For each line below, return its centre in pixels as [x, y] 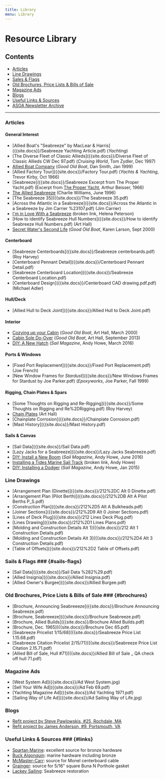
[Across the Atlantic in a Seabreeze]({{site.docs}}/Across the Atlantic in [84, 203]
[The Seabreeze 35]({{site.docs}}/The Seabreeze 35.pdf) [70, 198]
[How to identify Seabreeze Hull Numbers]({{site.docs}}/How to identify [85, 219]
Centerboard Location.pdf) [39, 278]
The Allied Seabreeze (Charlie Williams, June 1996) [64, 192]
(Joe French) [25, 371]
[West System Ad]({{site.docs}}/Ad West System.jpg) [66, 682]
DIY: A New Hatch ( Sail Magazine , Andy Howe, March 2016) [73, 343]
